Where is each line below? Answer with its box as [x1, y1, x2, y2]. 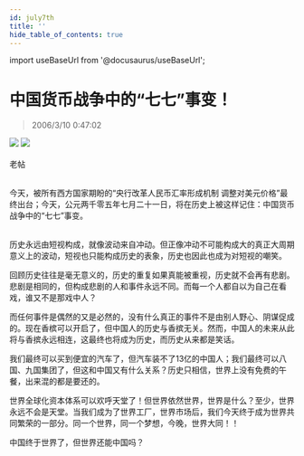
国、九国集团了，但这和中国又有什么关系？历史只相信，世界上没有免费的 [9, 365, 279, 375]
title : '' [9, 22, 47, 31]
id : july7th [9, 13, 54, 23]
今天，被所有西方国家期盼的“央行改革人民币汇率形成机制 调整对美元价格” [9, 187, 280, 199]
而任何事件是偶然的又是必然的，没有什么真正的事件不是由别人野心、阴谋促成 [9, 311, 295, 322]
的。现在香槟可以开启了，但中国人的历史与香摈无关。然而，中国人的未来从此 [9, 323, 295, 334]
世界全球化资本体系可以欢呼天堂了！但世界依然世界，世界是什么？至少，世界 [9, 395, 295, 406]
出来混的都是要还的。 [24, 376, 105, 387]
